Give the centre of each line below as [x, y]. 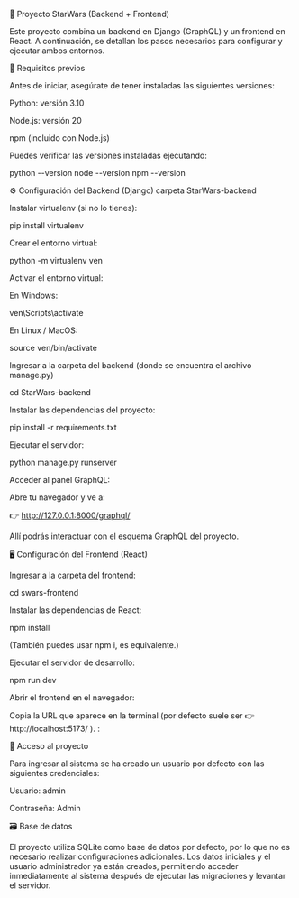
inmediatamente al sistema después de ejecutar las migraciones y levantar [148, 876]
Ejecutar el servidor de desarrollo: [72, 662]
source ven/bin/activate [53, 348]
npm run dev [33, 680]
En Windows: [34, 295]
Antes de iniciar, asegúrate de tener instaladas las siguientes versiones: [142, 85]
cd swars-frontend [44, 592]
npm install [30, 628]
